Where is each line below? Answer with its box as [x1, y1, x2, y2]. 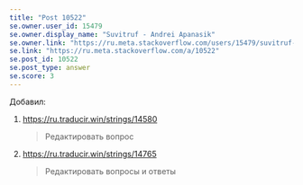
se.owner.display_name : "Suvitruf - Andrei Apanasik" [9, 30, 216, 39]
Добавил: [9, 96, 47, 107]
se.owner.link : [9, 38, 67, 48]
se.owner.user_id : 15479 [9, 22, 103, 31]
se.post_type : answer [9, 64, 91, 73]
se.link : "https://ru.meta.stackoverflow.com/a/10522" [9, 47, 220, 56]
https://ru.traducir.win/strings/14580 [22, 113, 158, 124]
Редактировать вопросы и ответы [44, 165, 177, 176]
